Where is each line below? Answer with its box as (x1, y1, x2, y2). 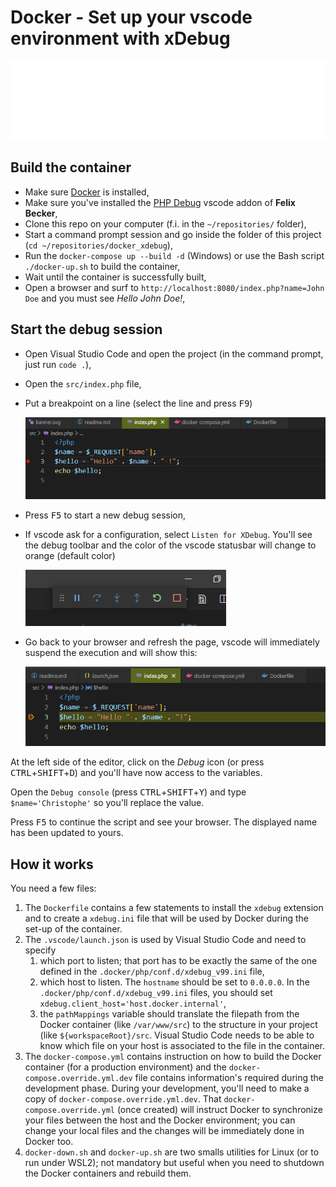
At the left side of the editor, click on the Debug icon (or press (10, 756, 265, 768)
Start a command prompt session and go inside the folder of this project (24, 228, 322, 240)
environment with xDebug (10, 27, 231, 50)
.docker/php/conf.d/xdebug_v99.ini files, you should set (39, 987, 273, 999)
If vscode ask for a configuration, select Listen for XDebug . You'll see (24, 528, 313, 540)
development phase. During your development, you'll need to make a (24, 1082, 310, 1095)
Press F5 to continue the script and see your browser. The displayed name (10, 816, 318, 828)
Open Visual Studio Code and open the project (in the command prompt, (24, 347, 324, 360)
